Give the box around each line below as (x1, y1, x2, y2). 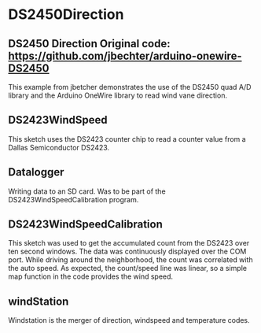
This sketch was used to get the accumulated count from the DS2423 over (8, 239, 250, 248)
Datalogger (8, 165, 64, 179)
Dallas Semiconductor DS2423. (8, 142, 110, 152)
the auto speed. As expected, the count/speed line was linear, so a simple (8, 264, 248, 273)
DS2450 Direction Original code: (8, 37, 171, 50)
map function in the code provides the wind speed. (8, 272, 174, 281)
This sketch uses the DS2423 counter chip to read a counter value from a (8, 134, 246, 143)
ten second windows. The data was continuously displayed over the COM (8, 246, 247, 257)
